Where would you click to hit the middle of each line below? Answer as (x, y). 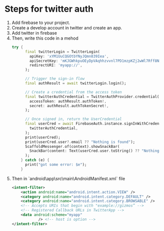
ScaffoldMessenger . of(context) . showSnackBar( (72, 146)
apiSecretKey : (44, 61)
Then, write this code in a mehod (45, 38)
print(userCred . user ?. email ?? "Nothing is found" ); (80, 142)
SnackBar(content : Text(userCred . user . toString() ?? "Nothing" (96, 151)
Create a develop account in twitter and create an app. (67, 27)
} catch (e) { (35, 160)
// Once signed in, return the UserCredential (73, 119)
